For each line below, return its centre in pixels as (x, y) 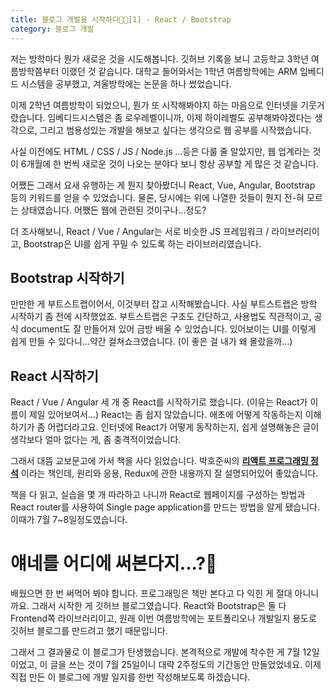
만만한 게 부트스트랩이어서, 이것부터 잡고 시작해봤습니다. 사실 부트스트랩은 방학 (164, 304)
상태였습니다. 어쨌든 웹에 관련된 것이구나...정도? (113, 210)
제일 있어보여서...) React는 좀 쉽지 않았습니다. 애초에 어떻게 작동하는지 (165, 415)
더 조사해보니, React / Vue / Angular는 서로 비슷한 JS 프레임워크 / (140, 231)
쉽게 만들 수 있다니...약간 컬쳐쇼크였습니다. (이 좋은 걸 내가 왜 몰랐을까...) (151, 342)
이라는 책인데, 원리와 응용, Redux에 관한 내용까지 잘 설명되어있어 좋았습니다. (169, 473)
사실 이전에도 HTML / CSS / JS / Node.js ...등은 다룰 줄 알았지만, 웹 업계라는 (160, 151)
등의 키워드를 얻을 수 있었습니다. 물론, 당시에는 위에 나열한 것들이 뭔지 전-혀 (157, 197)
